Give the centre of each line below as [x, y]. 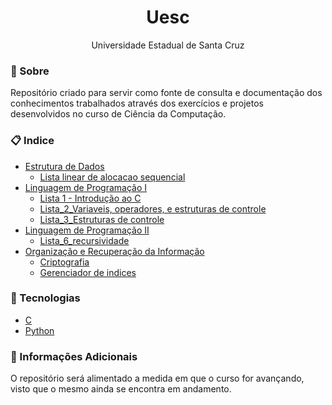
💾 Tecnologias [45, 298]
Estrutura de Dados [64, 166]
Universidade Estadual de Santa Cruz [168, 45]
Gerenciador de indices [88, 272]
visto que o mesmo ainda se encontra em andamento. [121, 389]
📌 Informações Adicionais [74, 356]
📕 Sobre [30, 71]
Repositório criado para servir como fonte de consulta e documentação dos [166, 93]
